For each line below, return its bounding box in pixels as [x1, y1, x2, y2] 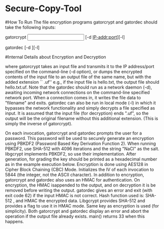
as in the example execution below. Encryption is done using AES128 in [5, 161, 148, 167]
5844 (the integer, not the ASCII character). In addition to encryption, [5, 172, 144, 178]
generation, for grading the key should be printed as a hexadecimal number [5, 156, 158, 162]
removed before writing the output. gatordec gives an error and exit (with [5, 187, 153, 193]
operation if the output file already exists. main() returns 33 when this [5, 213, 145, 219]
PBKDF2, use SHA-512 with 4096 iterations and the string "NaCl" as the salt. [5, 145, 160, 152]
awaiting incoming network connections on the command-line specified [5, 89, 150, 95]
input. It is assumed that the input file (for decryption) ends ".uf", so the [5, 110, 149, 116]
